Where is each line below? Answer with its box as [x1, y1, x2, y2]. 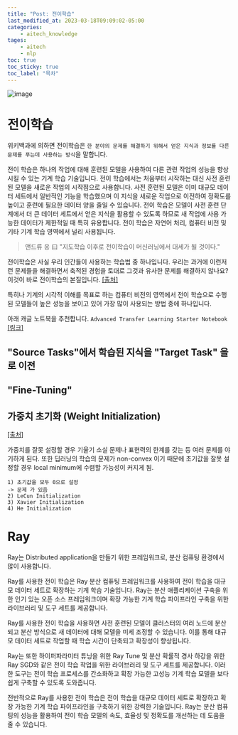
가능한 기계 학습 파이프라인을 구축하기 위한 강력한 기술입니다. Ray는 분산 [14, 702, 215, 711]
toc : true [7, 57, 37, 64]
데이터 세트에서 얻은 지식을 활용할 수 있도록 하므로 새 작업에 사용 [41, 210, 220, 218]
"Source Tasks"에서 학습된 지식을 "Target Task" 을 [7, 346, 229, 358]
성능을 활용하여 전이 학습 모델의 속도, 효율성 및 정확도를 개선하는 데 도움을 [20, 711, 225, 719]
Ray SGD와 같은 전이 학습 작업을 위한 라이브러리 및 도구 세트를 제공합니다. [7, 660, 213, 669]
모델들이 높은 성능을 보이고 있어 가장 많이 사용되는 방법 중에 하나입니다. [14, 299, 212, 308]
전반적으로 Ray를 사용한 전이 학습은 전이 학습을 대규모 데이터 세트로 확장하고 [7, 693, 219, 702]
